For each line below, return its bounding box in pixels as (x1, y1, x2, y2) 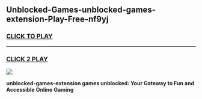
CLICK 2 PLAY (6, 55, 48, 63)
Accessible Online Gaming (6, 86, 74, 93)
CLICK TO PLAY (6, 32, 53, 41)
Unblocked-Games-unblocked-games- (6, 5, 156, 15)
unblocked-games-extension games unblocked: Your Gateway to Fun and (6, 79, 194, 86)
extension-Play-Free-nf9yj (6, 14, 109, 25)
